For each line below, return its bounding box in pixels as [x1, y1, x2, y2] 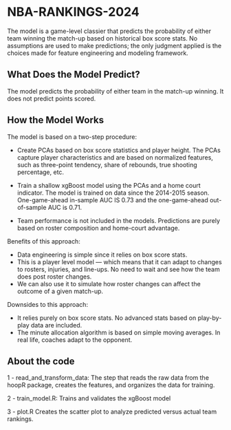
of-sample [16, 203, 47, 211]
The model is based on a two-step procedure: [7, 132, 137, 141]
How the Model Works [7, 114, 104, 126]
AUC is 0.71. [47, 203, 82, 211]
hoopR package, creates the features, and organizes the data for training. [7, 381, 215, 389]
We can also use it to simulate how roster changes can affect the [16, 279, 201, 288]
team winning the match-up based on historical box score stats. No [7, 34, 198, 42]
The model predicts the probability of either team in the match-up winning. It [7, 87, 224, 95]
